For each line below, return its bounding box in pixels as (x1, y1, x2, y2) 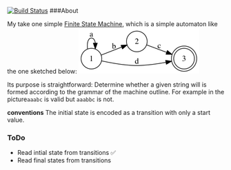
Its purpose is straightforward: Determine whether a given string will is (7, 81, 207, 89)
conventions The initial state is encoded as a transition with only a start (7, 109, 211, 116)
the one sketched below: (7, 67, 77, 75)
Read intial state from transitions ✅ (17, 149, 116, 157)
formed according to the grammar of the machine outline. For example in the (7, 88, 225, 96)
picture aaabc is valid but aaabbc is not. (7, 95, 114, 103)
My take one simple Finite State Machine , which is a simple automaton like (7, 20, 219, 28)
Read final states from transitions (17, 156, 112, 164)
